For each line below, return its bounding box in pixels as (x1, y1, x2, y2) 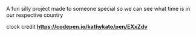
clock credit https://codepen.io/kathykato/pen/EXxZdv (6, 23, 148, 30)
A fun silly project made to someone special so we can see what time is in (6, 5, 191, 12)
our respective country (6, 11, 64, 19)
